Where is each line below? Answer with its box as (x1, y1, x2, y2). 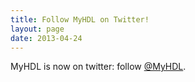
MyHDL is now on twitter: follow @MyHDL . (10, 61, 187, 73)
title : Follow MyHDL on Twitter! (10, 14, 150, 25)
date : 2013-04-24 (10, 33, 83, 43)
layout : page (10, 24, 65, 34)
